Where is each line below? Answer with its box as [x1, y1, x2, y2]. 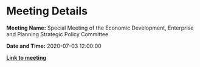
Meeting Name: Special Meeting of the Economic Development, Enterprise [6, 24, 194, 31]
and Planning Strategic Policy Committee [6, 30, 109, 37]
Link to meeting [6, 54, 47, 61]
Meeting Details [6, 4, 88, 18]
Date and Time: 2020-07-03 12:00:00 [6, 42, 102, 49]
